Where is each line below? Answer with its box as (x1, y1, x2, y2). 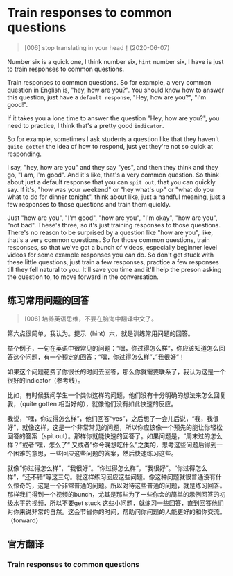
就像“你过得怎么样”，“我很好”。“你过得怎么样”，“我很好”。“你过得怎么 (7, 464, 208, 472)
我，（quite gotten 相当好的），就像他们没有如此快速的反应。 (7, 399, 178, 408)
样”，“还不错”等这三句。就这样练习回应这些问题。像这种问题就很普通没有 (7, 472, 216, 481)
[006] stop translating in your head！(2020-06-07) (24, 43, 170, 51)
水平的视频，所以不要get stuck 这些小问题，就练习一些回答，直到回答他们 (12, 499, 224, 507)
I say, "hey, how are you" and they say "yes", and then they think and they (7, 163, 218, 171)
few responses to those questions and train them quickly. (7, 200, 171, 208)
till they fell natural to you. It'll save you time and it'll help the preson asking (7, 265, 222, 273)
